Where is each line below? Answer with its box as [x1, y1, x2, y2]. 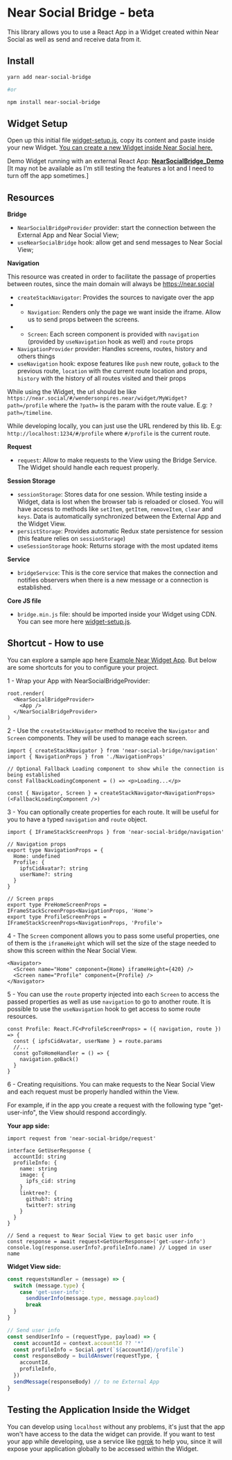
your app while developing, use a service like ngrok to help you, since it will [7, 1437, 223, 1445]
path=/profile [7, 402, 48, 409]
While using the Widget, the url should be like [7, 388, 137, 395]
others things [17, 352, 55, 360]
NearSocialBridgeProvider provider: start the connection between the [17, 224, 216, 231]
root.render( [7, 690, 45, 697]
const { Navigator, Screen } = [7, 790, 98, 796]
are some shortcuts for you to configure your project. [7, 663, 159, 671]
